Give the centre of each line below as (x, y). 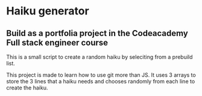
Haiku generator (48, 11)
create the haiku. (27, 88)
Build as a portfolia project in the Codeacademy (97, 33)
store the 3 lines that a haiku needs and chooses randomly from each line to (101, 81)
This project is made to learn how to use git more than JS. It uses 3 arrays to (101, 75)
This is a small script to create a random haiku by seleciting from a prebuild (99, 57)
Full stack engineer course (57, 42)
